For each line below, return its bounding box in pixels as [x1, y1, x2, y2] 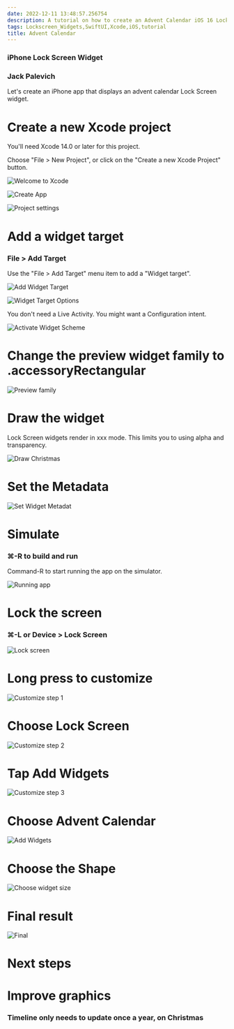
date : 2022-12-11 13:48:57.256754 [7, 10, 108, 17]
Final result [7, 908, 73, 924]
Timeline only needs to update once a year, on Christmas [7, 1012, 204, 1022]
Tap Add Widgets [7, 766, 109, 781]
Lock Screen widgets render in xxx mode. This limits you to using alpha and [7, 433, 224, 441]
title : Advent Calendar [7, 29, 77, 37]
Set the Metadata [7, 479, 109, 495]
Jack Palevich [7, 71, 56, 81]
